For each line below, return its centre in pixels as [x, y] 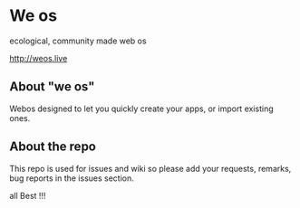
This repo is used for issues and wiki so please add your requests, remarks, [150, 168]
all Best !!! [28, 195]
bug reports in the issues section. [72, 178]
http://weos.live [39, 58]
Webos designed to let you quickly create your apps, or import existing [141, 109]
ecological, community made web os [78, 41]
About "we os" [52, 87]
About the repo [53, 147]
